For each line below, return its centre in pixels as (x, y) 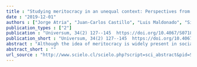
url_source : (22, 55)
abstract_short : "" (31, 50)
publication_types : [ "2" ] (39, 28)
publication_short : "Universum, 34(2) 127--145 (67, 38)
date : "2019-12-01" (31, 17)
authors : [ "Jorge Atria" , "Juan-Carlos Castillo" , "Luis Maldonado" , (94, 22)
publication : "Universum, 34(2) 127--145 (59, 33)
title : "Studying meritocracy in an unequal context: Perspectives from (98, 11)
